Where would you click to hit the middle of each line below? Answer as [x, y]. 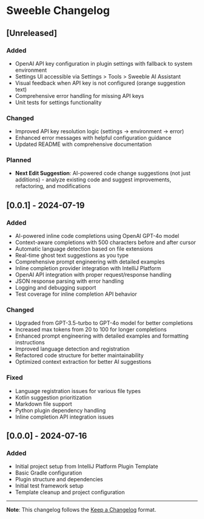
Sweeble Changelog [58, 11]
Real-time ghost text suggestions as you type [72, 256]
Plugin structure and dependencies [59, 479]
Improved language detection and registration [72, 349]
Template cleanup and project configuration [70, 492]
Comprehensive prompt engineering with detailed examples [90, 262]
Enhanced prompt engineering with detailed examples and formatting [102, 336]
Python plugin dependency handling [60, 410]
